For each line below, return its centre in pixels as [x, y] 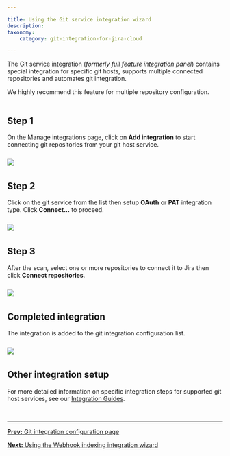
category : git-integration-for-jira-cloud [81, 38]
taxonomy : [21, 32]
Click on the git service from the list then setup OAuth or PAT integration [110, 202]
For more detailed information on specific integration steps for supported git [114, 391]
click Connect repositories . [46, 275]
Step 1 [21, 121]
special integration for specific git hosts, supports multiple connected [105, 71]
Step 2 [21, 186]
